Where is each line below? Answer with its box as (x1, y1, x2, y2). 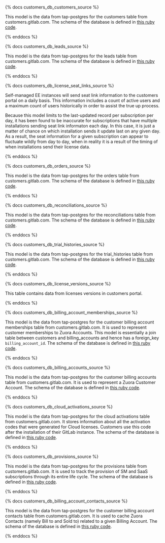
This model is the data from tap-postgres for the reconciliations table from (5, 212, 156, 218)
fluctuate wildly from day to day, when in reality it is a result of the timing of (5, 138, 158, 144)
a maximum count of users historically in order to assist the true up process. (5, 103, 160, 108)
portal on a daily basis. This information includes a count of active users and (5, 97, 160, 103)
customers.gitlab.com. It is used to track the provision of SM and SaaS (5, 468, 148, 474)
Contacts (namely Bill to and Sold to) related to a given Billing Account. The (5, 518, 158, 524)
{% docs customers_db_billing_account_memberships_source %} (5, 310, 138, 316)
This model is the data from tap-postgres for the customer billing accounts (5, 374, 157, 380)
